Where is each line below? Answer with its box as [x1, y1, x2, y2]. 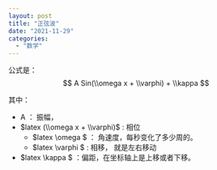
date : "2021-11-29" [8, 27, 74, 35]
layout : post [8, 11, 53, 20]
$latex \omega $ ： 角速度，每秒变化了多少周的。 [32, 133, 198, 142]
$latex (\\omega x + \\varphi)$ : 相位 [19, 122, 141, 132]
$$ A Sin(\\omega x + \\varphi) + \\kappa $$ [62, 79, 210, 88]
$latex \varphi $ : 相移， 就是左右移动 [32, 142, 157, 152]
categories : [8, 34, 49, 43]
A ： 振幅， [19, 113, 58, 122]
